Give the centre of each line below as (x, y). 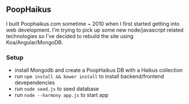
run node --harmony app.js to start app (61, 95)
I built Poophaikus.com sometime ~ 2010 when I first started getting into (93, 23)
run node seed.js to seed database (57, 89)
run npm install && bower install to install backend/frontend (89, 77)
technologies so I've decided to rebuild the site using (70, 36)
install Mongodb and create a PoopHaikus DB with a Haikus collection (99, 70)
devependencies (35, 83)
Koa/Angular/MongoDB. (35, 42)
